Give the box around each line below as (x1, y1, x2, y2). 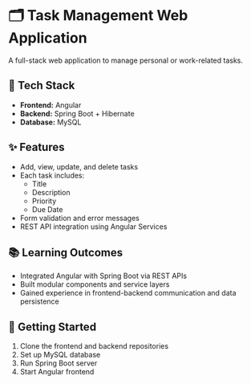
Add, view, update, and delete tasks (19, 161, 139, 171)
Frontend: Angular (19, 100, 82, 109)
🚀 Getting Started (8, 320, 97, 333)
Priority (31, 196, 57, 206)
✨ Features (8, 141, 65, 154)
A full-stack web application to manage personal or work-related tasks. (8, 55, 243, 65)
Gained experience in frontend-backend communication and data (19, 288, 237, 298)
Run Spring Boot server (19, 358, 98, 368)
